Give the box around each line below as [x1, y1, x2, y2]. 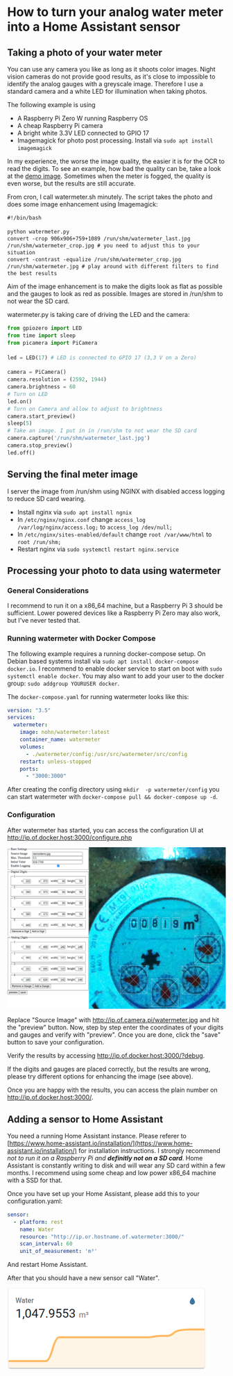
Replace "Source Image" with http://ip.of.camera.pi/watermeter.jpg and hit [7, 1016, 220, 1024]
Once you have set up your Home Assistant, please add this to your [7, 1189, 200, 1197]
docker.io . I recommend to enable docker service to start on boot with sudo [7, 664, 223, 673]
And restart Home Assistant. [7, 1261, 88, 1269]
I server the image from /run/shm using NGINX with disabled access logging [7, 487, 225, 495]
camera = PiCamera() [7, 369, 67, 376]
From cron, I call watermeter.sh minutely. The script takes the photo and [7, 193, 213, 201]
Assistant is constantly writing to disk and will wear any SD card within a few [7, 1161, 226, 1170]
